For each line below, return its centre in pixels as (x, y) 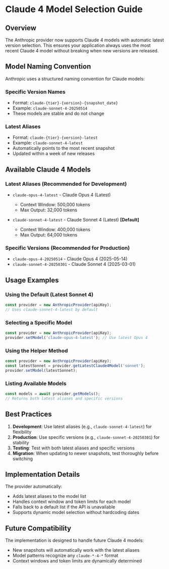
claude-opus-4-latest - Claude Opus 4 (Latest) (62, 195)
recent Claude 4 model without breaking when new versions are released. (82, 51)
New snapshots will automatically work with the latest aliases (76, 550)
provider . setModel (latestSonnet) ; (42, 370)
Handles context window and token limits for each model (72, 502)
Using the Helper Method (37, 351)
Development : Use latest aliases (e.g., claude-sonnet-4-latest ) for (82, 426)
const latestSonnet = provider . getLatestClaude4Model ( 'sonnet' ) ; (75, 366)
